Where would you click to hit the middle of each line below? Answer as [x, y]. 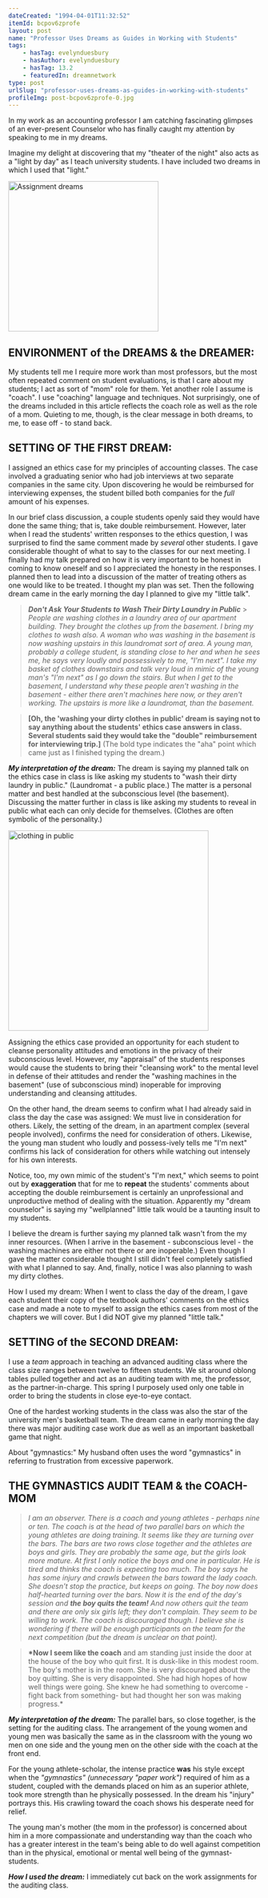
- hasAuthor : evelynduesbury [71, 61]
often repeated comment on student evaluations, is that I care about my [126, 381]
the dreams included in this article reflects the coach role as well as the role [133, 406]
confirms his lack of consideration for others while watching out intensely [129, 1151]
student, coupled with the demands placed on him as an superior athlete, [129, 1786]
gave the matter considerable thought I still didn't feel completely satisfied [130, 1258]
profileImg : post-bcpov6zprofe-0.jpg [71, 98]
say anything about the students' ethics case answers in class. [135, 727]
